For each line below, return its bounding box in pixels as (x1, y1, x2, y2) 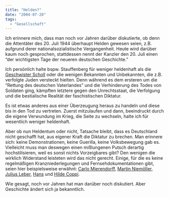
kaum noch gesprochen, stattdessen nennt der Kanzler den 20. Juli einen (5, 51, 158, 57)
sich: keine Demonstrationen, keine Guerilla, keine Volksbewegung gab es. (5, 139, 160, 145)
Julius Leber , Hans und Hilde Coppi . (5, 171, 80, 177)
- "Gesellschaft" (10, 21, 46, 27)
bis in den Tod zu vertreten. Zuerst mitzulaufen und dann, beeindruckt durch (5, 108, 164, 114)
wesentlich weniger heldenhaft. (5, 119, 71, 125)
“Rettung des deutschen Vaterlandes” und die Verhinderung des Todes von (5, 82, 162, 88)
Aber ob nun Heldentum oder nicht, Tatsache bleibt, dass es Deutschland (5, 129, 158, 135)
